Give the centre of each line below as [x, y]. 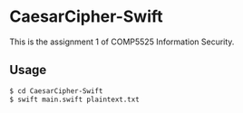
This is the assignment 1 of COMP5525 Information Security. [122, 42]
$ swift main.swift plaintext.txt [75, 99]
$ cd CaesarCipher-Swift [56, 91]
